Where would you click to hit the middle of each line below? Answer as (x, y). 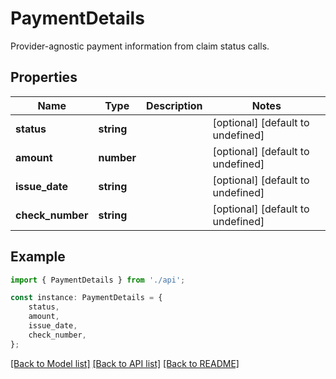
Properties (44, 77)
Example (38, 257)
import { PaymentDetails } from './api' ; (98, 280)
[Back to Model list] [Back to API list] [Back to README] (125, 363)
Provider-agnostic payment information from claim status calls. (140, 46)
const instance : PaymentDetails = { (86, 298)
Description (174, 105)
